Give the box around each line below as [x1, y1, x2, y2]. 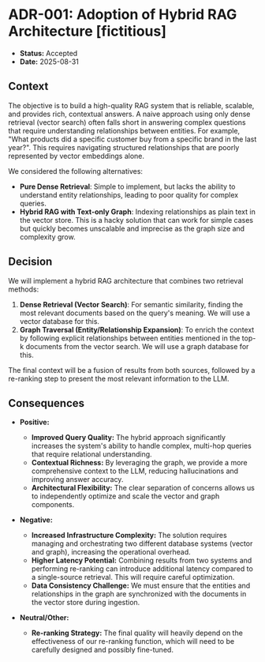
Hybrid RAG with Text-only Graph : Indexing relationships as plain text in [19, 207, 256, 216]
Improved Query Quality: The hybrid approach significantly [31, 433, 226, 442]
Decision [8, 255, 53, 269]
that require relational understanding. [31, 449, 152, 459]
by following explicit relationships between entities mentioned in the [19, 333, 241, 343]
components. [31, 500, 75, 510]
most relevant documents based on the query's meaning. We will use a [19, 308, 251, 318]
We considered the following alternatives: [8, 166, 144, 175]
